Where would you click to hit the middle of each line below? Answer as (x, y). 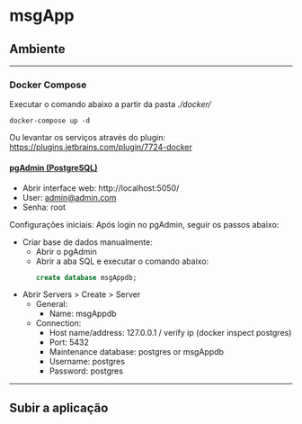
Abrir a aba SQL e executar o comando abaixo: (122, 261)
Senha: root (44, 207)
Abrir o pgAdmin (66, 251)
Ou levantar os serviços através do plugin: (88, 138)
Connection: (58, 323)
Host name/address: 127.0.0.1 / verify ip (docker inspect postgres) (170, 333)
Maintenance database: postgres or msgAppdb (137, 352)
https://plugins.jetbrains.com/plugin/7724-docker (101, 147)
